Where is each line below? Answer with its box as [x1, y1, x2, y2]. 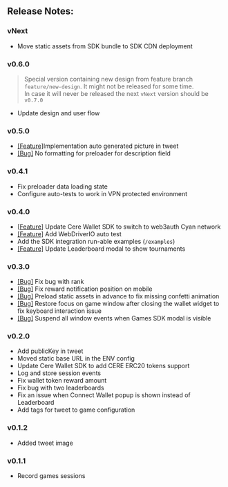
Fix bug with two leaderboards [17, 383, 105, 392]
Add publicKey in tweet [17, 347, 84, 355]
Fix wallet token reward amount [17, 376, 107, 385]
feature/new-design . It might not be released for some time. [23, 82, 194, 90]
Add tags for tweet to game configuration [17, 405, 135, 414]
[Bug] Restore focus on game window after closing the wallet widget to [17, 300, 220, 308]
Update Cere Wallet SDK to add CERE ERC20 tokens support [17, 362, 190, 370]
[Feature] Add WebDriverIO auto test [17, 229, 122, 238]
